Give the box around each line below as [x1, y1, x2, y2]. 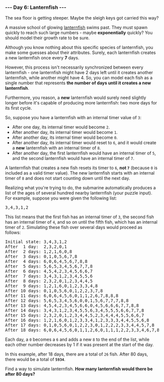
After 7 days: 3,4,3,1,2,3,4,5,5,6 [5, 274, 93, 279]
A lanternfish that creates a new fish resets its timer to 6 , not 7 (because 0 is [5, 165, 158, 171]
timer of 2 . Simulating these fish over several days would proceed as [5, 225, 143, 230]
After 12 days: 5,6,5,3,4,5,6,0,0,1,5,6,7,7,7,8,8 [5, 298, 129, 304]
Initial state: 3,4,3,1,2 [5, 239, 67, 245]
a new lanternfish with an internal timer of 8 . [12, 145, 101, 151]
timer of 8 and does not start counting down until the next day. [5, 176, 130, 181]
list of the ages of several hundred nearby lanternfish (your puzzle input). [5, 190, 152, 196]
